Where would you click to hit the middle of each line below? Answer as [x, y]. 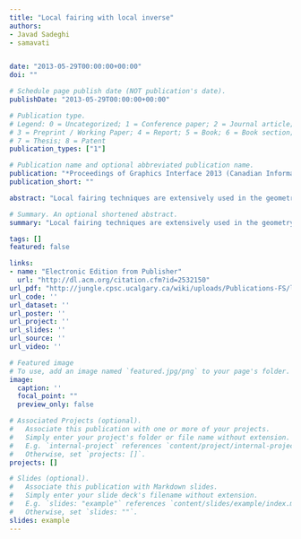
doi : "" [24, 75]
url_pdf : [26, 288]
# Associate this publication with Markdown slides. [114, 487]
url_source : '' [38, 339]
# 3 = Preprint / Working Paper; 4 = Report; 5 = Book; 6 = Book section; [152, 132]
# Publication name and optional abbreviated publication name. [132, 165]
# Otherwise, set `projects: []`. [77, 454]
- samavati [30, 43]
